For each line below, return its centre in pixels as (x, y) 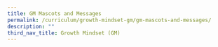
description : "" (31, 26)
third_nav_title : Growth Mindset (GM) (64, 33)
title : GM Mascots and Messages (54, 13)
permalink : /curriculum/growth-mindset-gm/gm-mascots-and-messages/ (109, 20)
